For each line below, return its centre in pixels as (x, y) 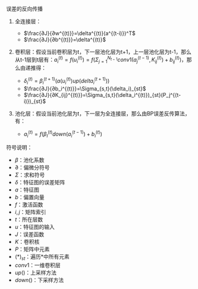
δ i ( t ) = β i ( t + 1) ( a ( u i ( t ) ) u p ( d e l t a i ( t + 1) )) (67, 81)
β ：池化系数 (29, 160)
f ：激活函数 (29, 205)
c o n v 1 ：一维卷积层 (37, 265)
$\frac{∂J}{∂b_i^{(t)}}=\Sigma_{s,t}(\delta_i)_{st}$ (85, 89)
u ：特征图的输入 (35, 227)
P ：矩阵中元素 (32, 249)
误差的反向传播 (24, 9)
